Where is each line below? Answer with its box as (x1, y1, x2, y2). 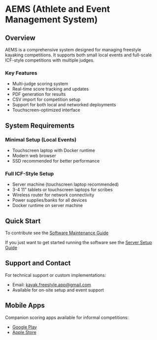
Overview (5, 34, 36, 42)
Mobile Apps (5, 301, 45, 310)
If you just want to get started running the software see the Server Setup (5, 240, 153, 246)
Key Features (5, 69, 38, 76)
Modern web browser (12, 152, 57, 159)
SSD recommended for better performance (12, 158, 100, 164)
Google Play (12, 324, 37, 330)
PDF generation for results (12, 91, 66, 97)
